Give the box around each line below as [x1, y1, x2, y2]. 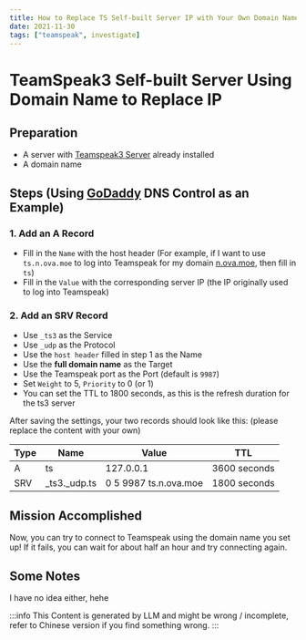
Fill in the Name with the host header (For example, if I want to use [22, 248, 266, 259]
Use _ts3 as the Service [22, 330, 113, 341]
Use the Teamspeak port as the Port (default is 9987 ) [22, 368, 220, 379]
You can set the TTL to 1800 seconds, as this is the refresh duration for [22, 388, 290, 399]
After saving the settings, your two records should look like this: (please [9, 416, 279, 427]
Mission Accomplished [9, 508, 143, 523]
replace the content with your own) [9, 425, 141, 436]
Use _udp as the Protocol [22, 339, 116, 351]
